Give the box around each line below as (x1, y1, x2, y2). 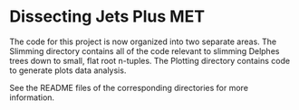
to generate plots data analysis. (9, 65, 127, 76)
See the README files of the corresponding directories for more (9, 82, 249, 93)
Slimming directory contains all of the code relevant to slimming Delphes (9, 45, 280, 56)
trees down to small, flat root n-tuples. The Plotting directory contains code (9, 55, 291, 66)
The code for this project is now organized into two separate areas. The (9, 36, 277, 47)
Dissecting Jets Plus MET (9, 6, 206, 27)
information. (9, 92, 55, 103)
